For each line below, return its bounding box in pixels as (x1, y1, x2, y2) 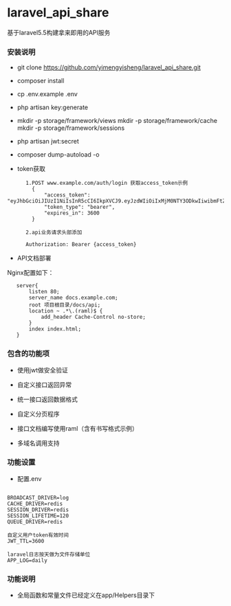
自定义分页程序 (16, 409, 60, 418)
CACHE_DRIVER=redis (7, 500, 63, 507)
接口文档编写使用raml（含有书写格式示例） (16, 424, 139, 432)
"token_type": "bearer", (43, 204, 115, 211)
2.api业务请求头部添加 (25, 229, 82, 236)
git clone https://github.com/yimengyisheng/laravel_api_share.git (16, 63, 201, 71)
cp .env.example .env (16, 90, 78, 98)
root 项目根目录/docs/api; (28, 302, 101, 308)
